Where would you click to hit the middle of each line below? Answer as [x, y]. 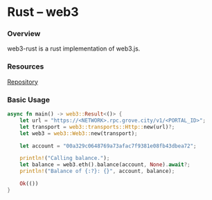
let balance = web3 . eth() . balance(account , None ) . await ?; [105, 165]
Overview [24, 34]
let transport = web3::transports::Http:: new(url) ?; [97, 127]
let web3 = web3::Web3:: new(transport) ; [79, 133]
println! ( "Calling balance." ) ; [65, 158]
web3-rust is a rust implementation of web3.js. [74, 48]
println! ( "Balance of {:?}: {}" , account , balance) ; [97, 171]
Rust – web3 [43, 12]
